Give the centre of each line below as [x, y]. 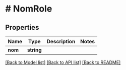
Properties [22, 27]
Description [61, 42]
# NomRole [29, 9]
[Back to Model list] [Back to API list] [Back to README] [63, 62]
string [34, 50]
